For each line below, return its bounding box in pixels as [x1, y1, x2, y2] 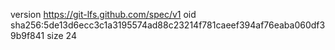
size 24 [46, 30, 77, 41]
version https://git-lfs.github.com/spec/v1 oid [10, 9, 197, 20]
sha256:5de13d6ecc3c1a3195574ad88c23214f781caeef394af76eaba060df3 [10, 19, 326, 31]
